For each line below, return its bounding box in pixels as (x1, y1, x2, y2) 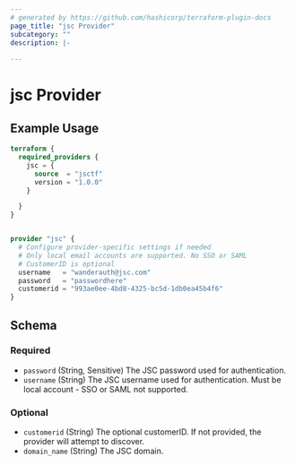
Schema (10, 317, 57, 332)
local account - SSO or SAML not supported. (22, 383, 189, 394)
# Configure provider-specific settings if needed (18, 243, 212, 252)
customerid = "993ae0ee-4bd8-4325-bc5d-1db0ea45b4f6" (18, 284, 223, 294)
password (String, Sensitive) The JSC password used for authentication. (22, 365, 286, 375)
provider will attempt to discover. (22, 436, 145, 447)
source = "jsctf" (33, 169, 103, 178)
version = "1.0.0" (33, 177, 103, 186)
